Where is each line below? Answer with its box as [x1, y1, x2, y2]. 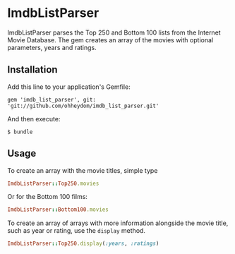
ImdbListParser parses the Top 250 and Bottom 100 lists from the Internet [7, 28, 221, 37]
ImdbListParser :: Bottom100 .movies [7, 206, 109, 213]
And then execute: [7, 114, 61, 123]
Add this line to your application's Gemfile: [7, 83, 131, 91]
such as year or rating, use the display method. [7, 226, 146, 235]
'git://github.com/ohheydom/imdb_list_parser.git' [7, 102, 159, 109]
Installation [7, 64, 58, 75]
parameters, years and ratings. [7, 43, 97, 52]
